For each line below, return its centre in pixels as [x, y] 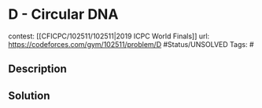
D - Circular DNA [63, 14]
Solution [29, 95]
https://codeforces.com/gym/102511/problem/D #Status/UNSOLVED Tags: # [131, 44]
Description [37, 69]
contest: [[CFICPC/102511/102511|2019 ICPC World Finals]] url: [109, 36]
